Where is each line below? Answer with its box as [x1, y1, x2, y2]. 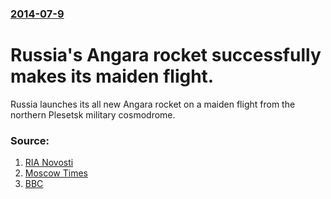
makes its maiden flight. [10, 65, 215, 88]
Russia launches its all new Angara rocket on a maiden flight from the [10, 98, 296, 110]
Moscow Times [24, 167, 89, 179]
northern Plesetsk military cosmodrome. [10, 108, 176, 121]
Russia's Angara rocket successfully [10, 44, 322, 67]
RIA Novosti [24, 157, 74, 169]
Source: [10, 133, 50, 147]
